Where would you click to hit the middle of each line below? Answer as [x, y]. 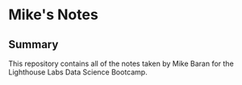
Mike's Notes [53, 15]
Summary [33, 45]
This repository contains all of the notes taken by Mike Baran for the [121, 63]
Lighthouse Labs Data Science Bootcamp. [78, 72]
